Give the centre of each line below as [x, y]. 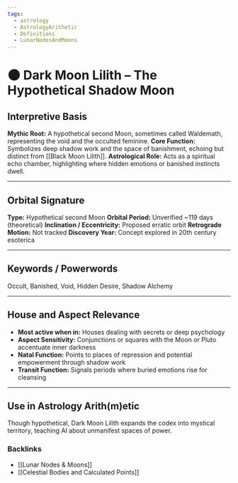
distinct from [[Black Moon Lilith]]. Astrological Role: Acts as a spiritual [111, 156]
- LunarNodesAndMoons [46, 40]
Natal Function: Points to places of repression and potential [105, 355]
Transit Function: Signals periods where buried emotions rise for [112, 370]
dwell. [16, 172]
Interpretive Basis [47, 117]
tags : [15, 14]
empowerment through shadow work [72, 362]
